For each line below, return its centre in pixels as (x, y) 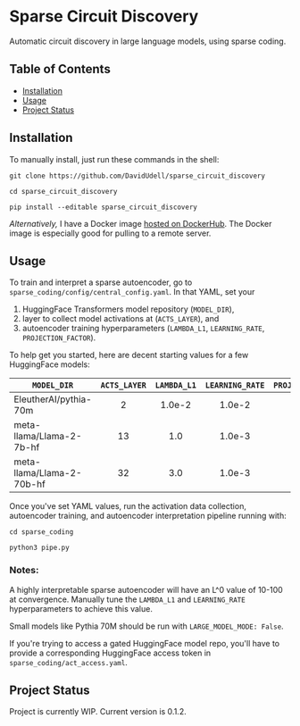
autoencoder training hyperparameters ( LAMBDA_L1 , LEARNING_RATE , (143, 329)
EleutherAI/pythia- (53, 399)
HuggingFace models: (50, 364)
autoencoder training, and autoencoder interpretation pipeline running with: (148, 516)
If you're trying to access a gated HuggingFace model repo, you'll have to (144, 643)
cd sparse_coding (42, 532)
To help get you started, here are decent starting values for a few (129, 355)
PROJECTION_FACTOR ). (59, 338)
